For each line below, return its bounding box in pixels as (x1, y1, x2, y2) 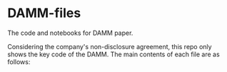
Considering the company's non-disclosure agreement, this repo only (7, 42, 212, 51)
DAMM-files (7, 5, 81, 21)
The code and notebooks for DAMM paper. (7, 29, 133, 37)
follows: (7, 57, 31, 66)
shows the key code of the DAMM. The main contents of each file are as (7, 50, 220, 58)
